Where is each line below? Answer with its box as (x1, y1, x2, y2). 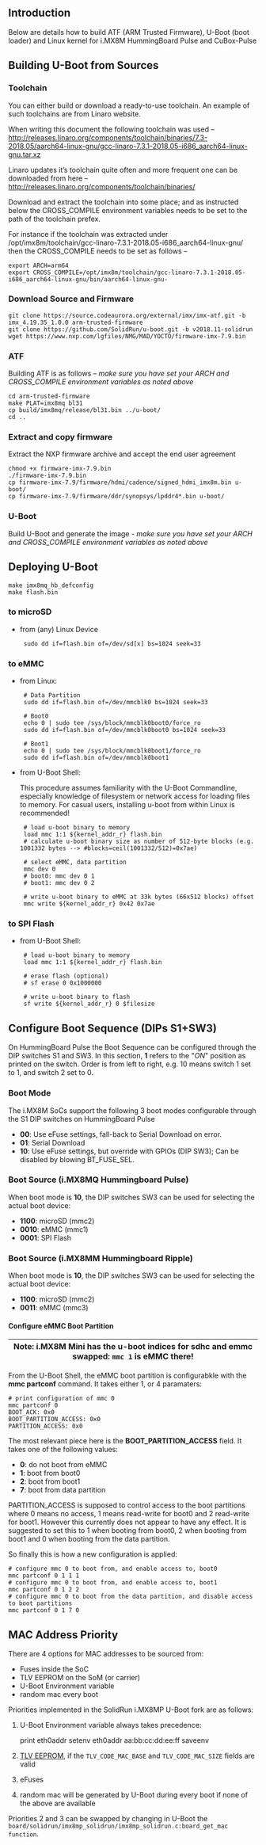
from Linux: (19, 677, 58, 686)
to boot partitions (8, 1599, 73, 1607)
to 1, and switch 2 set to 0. (8, 1068, 93, 1077)
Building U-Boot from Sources (8, 59, 159, 72)
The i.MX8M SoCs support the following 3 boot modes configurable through (8, 1105, 256, 1115)
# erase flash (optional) (23, 972, 109, 981)
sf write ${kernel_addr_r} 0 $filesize (23, 1000, 155, 1008)
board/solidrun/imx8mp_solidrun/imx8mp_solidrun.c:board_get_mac (8, 1822, 228, 1831)
